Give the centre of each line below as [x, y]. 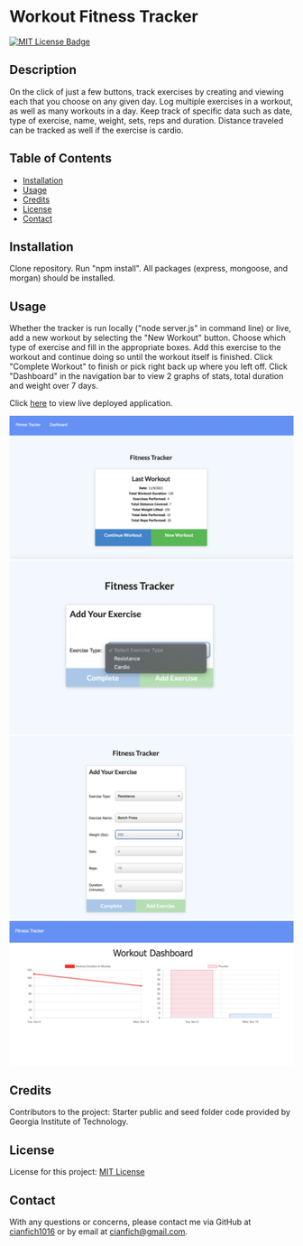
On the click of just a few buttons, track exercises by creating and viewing [147, 91]
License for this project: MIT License [77, 1172]
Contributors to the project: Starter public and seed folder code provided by [150, 1112]
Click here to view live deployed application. [91, 403]
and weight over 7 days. [54, 386]
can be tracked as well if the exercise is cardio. [96, 130]
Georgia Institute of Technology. [69, 1121]
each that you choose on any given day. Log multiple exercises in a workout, [151, 101]
